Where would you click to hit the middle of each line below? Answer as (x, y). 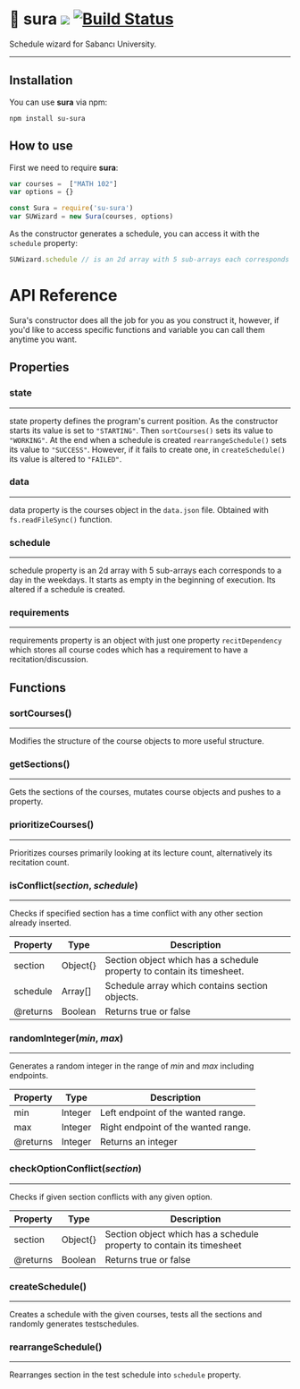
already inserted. (40, 923)
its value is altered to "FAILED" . (66, 459)
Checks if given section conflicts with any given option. (111, 1197)
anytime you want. (43, 339)
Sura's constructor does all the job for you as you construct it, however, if (144, 320)
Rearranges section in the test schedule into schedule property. (125, 1375)
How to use (41, 146)
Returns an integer (138, 1142)
